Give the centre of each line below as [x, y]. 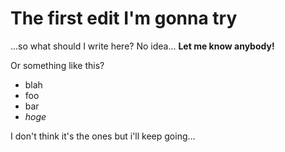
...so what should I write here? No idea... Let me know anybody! [142, 46]
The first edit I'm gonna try [124, 18]
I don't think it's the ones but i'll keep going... [103, 136]
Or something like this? [57, 65]
